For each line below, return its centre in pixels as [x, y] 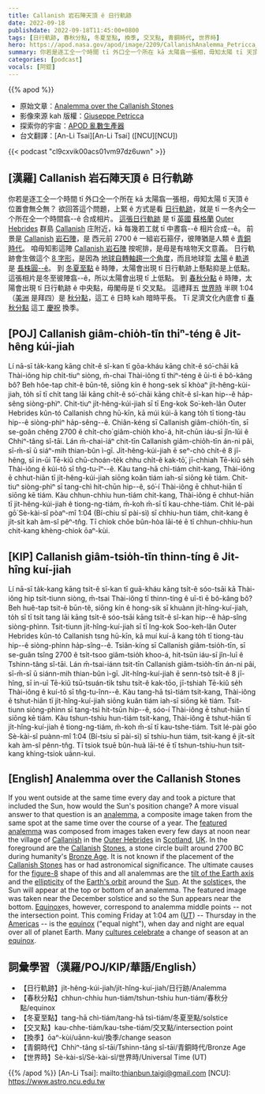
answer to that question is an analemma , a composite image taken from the [130, 814]
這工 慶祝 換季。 [57, 307]
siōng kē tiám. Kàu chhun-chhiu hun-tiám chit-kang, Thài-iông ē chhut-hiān [131, 495]
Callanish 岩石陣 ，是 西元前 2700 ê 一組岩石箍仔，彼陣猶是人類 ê [129, 238]
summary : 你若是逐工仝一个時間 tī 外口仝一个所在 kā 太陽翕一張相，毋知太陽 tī [126, 52]
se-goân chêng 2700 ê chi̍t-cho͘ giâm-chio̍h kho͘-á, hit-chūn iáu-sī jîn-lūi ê [129, 432]
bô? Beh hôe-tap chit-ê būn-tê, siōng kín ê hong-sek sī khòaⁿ [108, 385]
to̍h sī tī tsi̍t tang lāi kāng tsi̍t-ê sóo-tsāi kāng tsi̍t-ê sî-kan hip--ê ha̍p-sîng [127, 617]
